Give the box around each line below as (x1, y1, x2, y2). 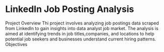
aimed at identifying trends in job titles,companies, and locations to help (5, 30, 154, 36)
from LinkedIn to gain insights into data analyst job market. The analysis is (5, 25, 158, 31)
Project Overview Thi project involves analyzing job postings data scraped (5, 20, 159, 26)
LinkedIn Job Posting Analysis (5, 3, 134, 15)
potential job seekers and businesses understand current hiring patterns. (5, 36, 156, 42)
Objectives (5, 41, 28, 47)
